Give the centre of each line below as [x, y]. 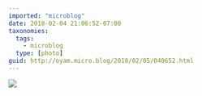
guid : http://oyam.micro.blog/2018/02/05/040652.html [101, 61]
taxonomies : [28, 31]
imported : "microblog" [47, 16]
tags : [25, 38]
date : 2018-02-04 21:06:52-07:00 [65, 23]
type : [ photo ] [39, 53]
